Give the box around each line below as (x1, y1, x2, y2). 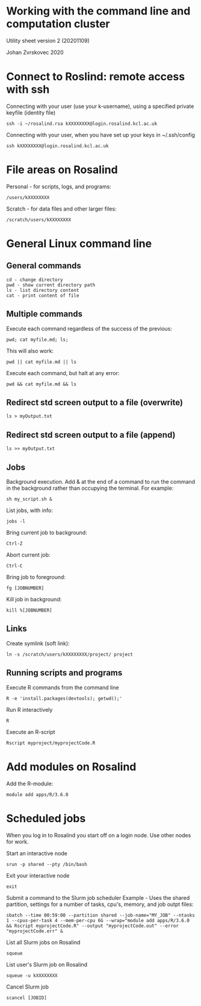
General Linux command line (6, 237, 152, 250)
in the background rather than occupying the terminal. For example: (6, 484, 174, 492)
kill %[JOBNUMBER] (6, 607, 52, 613)
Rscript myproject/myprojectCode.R (6, 740, 96, 746)
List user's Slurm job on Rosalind (6, 961, 88, 968)
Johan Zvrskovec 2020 (6, 48, 64, 55)
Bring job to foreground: (6, 574, 66, 581)
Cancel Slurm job (6, 983, 49, 990)
